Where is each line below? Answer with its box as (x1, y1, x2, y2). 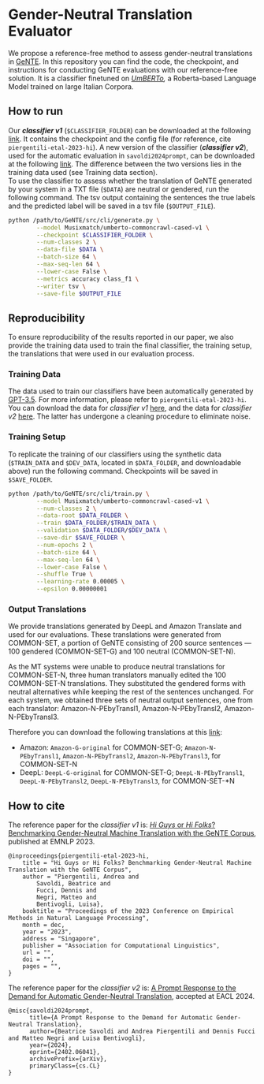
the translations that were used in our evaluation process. (8, 349, 195, 359)
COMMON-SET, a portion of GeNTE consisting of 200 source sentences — (8, 639, 252, 648)
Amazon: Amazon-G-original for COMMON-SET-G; (19, 743, 184, 752)
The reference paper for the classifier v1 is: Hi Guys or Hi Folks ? (8, 820, 216, 829)
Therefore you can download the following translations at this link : (8, 728, 223, 737)
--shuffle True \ (36, 570, 93, 579)
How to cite (8, 799, 65, 813)
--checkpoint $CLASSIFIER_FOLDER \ (36, 231, 154, 239)
